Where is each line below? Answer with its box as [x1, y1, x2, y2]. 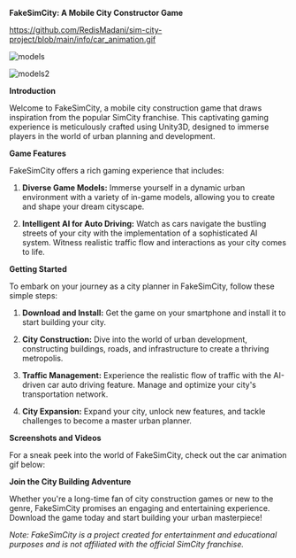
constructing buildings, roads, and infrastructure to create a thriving [21, 344, 269, 353]
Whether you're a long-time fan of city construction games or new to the [9, 493, 274, 504]
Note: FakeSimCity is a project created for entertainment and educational [9, 530, 277, 539]
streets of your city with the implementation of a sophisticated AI [21, 228, 258, 238]
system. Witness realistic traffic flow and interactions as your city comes [21, 237, 287, 247]
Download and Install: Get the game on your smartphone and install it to [21, 307, 286, 318]
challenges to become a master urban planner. [21, 415, 193, 426]
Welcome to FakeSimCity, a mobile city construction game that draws [9, 103, 262, 113]
